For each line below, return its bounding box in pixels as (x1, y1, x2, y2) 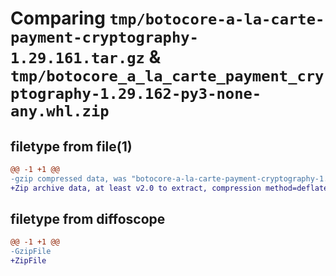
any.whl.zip (10, 102, 110, 121)
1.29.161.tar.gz (10, 49, 145, 68)
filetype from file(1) (10, 138, 133, 155)
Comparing (10, 7, 106, 30)
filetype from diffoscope (10, 211, 166, 228)
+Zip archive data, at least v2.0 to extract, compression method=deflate (10, 183, 329, 193)
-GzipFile (10, 247, 52, 257)
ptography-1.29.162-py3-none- (10, 85, 262, 104)
